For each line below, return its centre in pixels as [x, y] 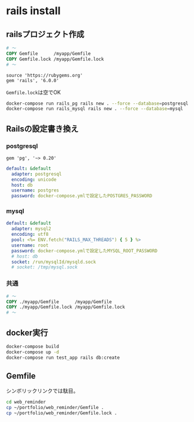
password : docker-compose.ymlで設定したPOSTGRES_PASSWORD [82, 196]
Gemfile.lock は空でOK [34, 92]
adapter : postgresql [37, 174]
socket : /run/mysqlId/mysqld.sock [54, 262]
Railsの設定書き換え [42, 129]
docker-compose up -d [33, 352]
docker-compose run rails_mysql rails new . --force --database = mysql [95, 109]
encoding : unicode [34, 179]
